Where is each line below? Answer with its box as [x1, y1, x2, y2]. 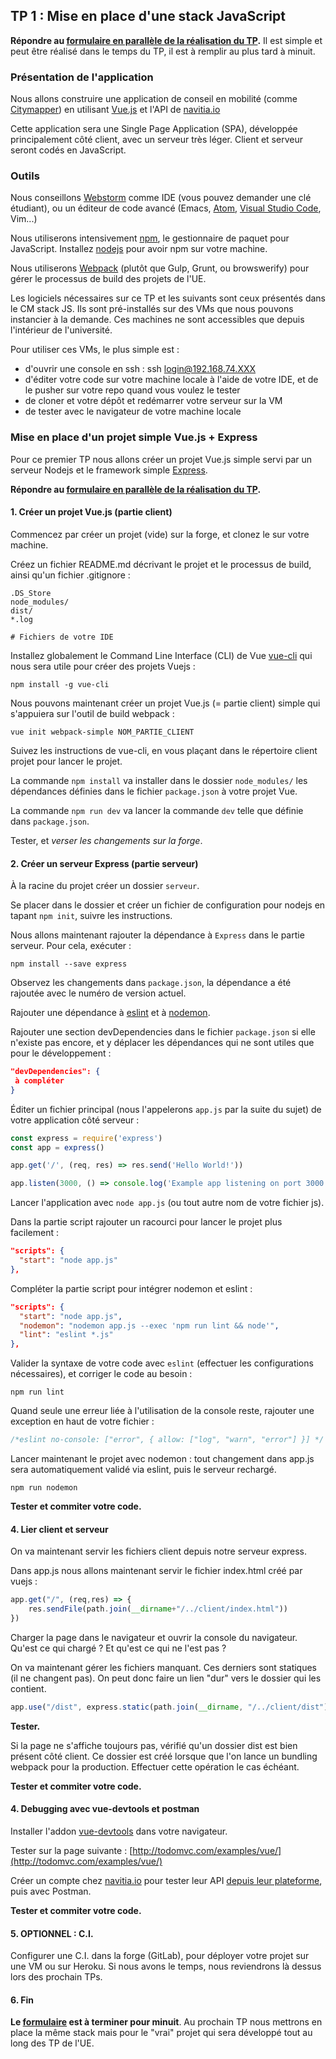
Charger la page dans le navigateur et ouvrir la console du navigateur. [10, 1631, 298, 1643]
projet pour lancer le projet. [10, 755, 123, 767]
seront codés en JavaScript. [10, 144, 127, 156]
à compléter [14, 1075, 65, 1086]
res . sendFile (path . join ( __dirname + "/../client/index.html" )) [28, 1604, 288, 1614]
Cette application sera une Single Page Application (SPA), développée [10, 123, 298, 135]
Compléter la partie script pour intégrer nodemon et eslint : [10, 1282, 253, 1294]
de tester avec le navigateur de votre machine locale [24, 405, 242, 418]
